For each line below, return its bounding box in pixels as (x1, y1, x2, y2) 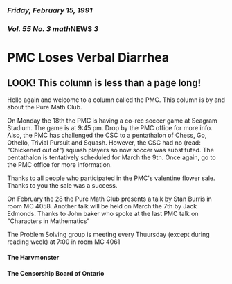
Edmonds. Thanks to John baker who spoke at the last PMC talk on (7, 209, 199, 218)
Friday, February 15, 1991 (7, 6, 93, 15)
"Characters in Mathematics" (7, 217, 90, 225)
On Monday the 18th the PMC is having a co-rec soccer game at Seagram (7, 116, 218, 125)
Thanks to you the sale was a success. (7, 181, 118, 189)
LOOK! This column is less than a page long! (7, 77, 202, 89)
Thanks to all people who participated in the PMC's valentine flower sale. (7, 174, 216, 182)
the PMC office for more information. (7, 160, 112, 168)
